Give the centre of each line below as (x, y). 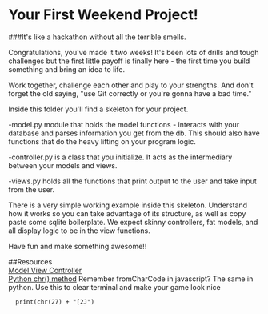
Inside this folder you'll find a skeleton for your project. (98, 109)
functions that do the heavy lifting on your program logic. (102, 141)
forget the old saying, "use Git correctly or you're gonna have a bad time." (130, 93)
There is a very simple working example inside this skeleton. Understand (128, 205)
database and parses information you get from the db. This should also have (134, 133)
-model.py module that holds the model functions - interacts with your (124, 124)
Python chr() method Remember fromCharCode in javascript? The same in (131, 279)
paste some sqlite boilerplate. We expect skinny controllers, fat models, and (133, 222)
